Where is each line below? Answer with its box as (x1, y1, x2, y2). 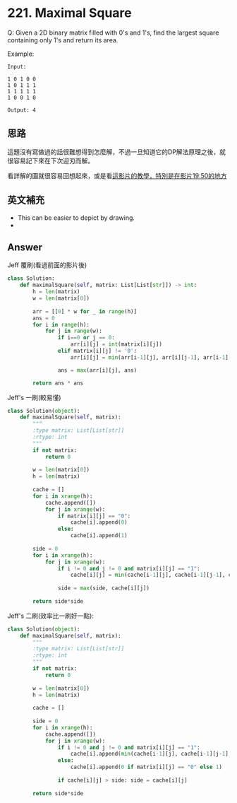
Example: (7, 49, 35, 58)
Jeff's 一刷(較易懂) (7, 393, 61, 401)
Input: (7, 63, 27, 70)
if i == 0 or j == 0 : (57, 334, 115, 341)
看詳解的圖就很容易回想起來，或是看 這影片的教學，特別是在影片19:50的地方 (7, 171, 227, 180)
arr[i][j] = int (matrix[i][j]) (70, 341, 162, 348)
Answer (7, 241, 43, 253)
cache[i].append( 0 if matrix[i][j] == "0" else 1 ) (70, 763, 222, 771)
